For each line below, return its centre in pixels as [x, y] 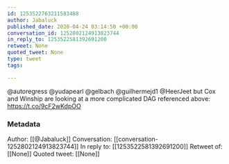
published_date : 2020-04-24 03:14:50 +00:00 [73, 26]
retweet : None [28, 46]
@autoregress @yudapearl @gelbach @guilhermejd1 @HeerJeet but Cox [112, 91]
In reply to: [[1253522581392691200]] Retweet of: [152, 146]
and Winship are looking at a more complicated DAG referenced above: [109, 99]
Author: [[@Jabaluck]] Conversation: [60, 139]
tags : [15, 65]
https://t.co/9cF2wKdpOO [44, 106]
